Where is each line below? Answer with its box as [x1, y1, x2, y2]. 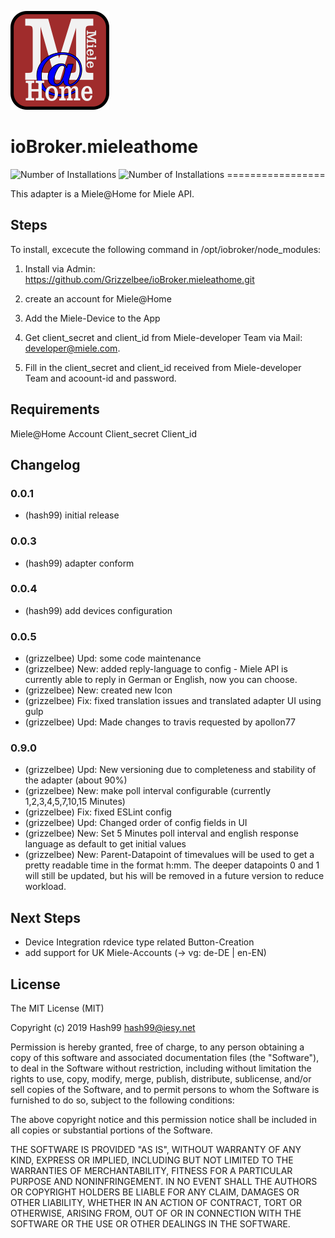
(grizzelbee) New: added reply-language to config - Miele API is [24, 663, 288, 675]
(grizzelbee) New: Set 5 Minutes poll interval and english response [24, 827, 299, 840]
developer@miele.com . [24, 342, 121, 354]
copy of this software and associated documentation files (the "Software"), [10, 1052, 320, 1064]
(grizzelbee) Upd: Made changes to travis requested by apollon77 [24, 716, 297, 728]
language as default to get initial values [24, 838, 187, 850]
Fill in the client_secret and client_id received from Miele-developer [24, 361, 302, 373]
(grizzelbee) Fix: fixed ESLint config [24, 806, 172, 818]
